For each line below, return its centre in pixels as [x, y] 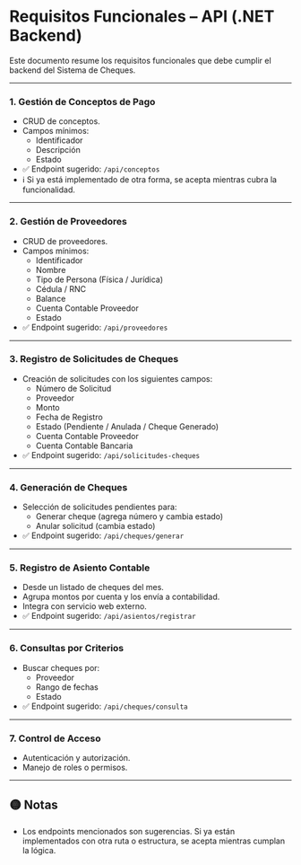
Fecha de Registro [69, 417]
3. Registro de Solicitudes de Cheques [94, 359]
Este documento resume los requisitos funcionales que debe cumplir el [140, 60]
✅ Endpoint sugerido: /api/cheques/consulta [105, 706]
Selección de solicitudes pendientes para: [99, 507]
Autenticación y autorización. [76, 758]
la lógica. [39, 850]
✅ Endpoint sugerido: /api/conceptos [91, 169]
